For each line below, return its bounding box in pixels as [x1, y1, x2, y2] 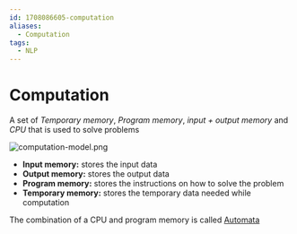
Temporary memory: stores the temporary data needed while [22, 187, 251, 198]
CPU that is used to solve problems [9, 125, 140, 135]
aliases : [9, 22, 42, 30]
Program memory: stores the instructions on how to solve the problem [22, 178, 284, 189]
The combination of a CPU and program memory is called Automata [9, 214, 260, 225]
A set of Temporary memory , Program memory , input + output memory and [9, 115, 289, 126]
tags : [9, 38, 30, 48]
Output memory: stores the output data [22, 169, 170, 179]
